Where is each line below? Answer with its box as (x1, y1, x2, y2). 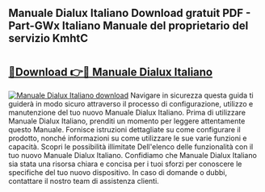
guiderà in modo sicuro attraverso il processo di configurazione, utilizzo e (8, 99, 254, 108)
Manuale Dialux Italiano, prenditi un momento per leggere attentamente (8, 116, 246, 126)
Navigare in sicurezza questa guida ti (130, 90, 254, 100)
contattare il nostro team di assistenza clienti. (8, 177, 159, 186)
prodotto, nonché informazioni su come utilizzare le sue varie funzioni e (8, 133, 247, 143)
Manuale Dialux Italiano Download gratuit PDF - (8, 6, 251, 20)
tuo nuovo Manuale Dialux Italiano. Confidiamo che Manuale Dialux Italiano (8, 151, 257, 160)
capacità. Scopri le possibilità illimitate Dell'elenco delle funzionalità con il (8, 142, 254, 152)
